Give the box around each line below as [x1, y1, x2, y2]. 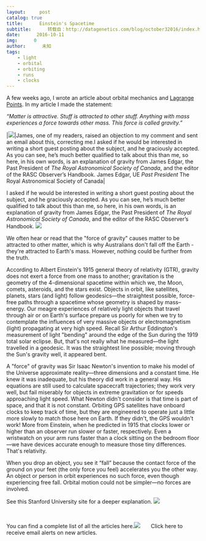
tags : [6, 49, 20, 55]
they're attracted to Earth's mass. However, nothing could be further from [6, 248, 192, 255]
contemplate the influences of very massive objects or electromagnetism [6, 318, 191, 326]
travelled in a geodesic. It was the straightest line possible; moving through [6, 344, 196, 351]
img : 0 [6, 37, 37, 44]
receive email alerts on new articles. [6, 529, 97, 537]
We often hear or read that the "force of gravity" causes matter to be [6, 234, 180, 242]
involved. [6, 485, 29, 493]
